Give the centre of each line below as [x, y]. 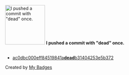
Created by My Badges [29, 67]
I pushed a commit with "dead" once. [85, 43]
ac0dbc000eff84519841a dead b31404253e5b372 [63, 58]
